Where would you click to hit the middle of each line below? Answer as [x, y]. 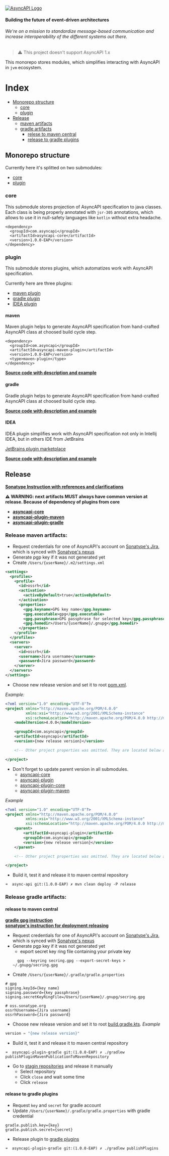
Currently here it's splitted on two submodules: [54, 167]
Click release [34, 1082]
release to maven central [32, 909]
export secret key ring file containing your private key [75, 952]
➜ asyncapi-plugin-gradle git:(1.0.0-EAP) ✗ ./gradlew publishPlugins [82, 1148]
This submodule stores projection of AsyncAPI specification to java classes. [84, 207]
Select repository [38, 1072]
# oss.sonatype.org [26, 1006]
